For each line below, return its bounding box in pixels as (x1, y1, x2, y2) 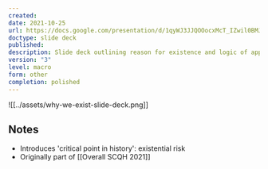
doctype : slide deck (8, 33, 77, 42)
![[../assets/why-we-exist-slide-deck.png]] (8, 100, 149, 109)
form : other (8, 71, 48, 79)
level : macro (8, 63, 52, 71)
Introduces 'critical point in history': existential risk (19, 144, 186, 153)
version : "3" (8, 56, 52, 64)
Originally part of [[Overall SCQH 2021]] (19, 152, 151, 162)
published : (8, 41, 45, 49)
